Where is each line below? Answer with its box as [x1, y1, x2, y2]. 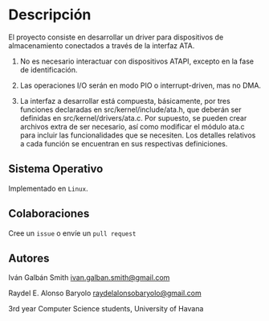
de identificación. [19, 64, 78, 74]
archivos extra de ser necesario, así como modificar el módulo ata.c [19, 121, 245, 131]
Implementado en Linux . [8, 183, 88, 193]
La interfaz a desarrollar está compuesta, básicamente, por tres [19, 96, 230, 105]
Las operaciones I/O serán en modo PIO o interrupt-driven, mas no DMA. [19, 80, 262, 90]
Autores [8, 251, 50, 265]
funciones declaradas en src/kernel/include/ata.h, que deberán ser [19, 105, 243, 114]
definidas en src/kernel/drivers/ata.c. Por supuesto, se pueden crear [19, 113, 247, 122]
